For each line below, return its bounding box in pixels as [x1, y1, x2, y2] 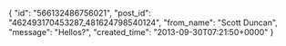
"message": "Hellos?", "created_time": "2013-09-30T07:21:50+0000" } [8, 27, 274, 37]
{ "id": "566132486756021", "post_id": [8, 8, 152, 18]
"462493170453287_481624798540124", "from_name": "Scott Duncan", [8, 17, 279, 28]
